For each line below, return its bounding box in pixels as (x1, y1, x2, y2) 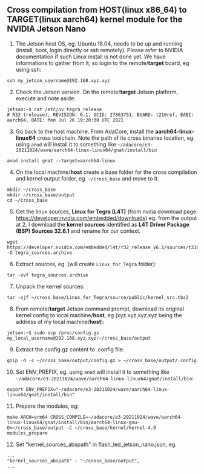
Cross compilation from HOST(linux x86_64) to (7, 5, 187, 15)
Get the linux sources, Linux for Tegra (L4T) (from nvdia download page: (15, 208, 198, 215)
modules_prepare (7, 430, 48, 436)
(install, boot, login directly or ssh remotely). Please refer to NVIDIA (15, 46, 183, 53)
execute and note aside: (15, 94, 76, 102)
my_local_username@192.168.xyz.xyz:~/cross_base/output (7, 335, 151, 341)
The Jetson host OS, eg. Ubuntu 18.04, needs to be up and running (15, 39, 183, 47)
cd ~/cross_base (7, 197, 48, 203)
